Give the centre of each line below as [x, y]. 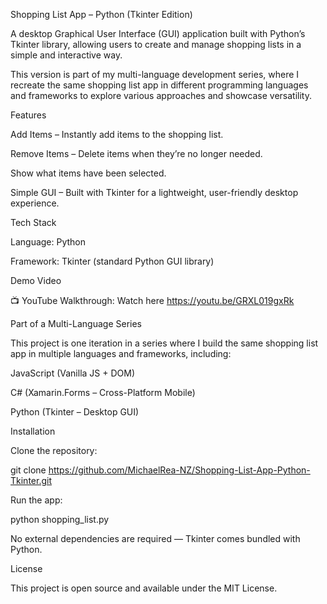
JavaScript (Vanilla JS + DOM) [73, 373]
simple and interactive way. [66, 55]
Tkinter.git [31, 480]
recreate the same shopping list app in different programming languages [159, 85]
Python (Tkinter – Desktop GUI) [75, 412]
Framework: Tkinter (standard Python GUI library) [112, 261]
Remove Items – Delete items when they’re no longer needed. [136, 153]
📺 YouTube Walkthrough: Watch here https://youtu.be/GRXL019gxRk [152, 300]
